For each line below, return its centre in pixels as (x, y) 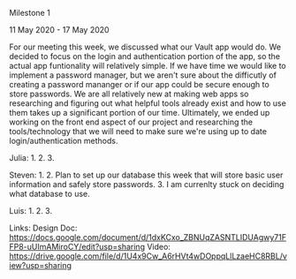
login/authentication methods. (64, 141)
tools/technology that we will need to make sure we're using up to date (138, 131)
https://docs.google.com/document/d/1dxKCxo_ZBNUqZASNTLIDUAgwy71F (148, 237)
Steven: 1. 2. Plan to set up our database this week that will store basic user (146, 175)
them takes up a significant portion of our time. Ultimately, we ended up (140, 113)
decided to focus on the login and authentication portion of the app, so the (145, 56)
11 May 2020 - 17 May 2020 (59, 30)
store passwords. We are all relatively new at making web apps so (129, 94)
